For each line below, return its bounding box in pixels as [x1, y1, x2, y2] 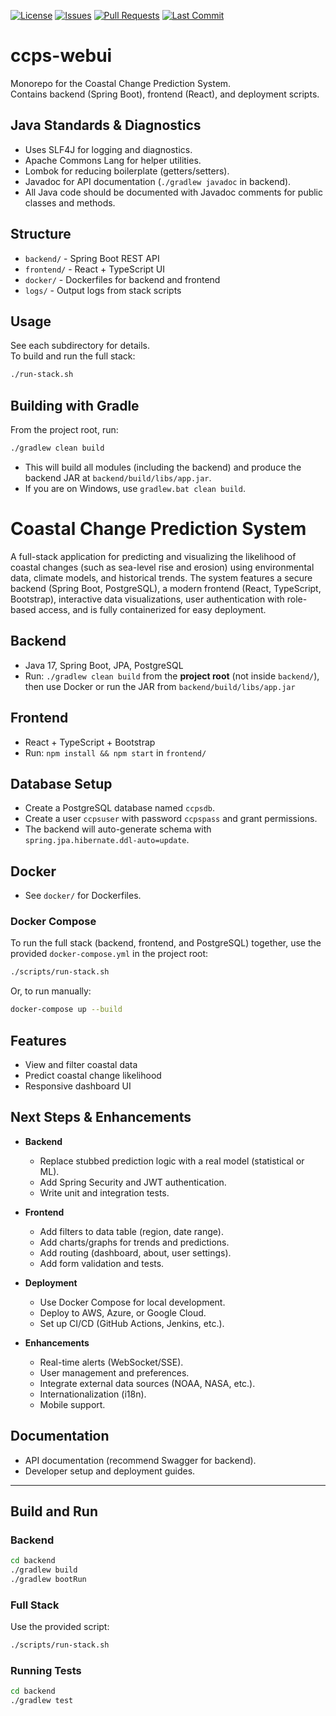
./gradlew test [10, 1696, 74, 1706]
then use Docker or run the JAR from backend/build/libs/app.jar [24, 680, 296, 692]
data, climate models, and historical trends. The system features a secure [10, 571, 313, 584]
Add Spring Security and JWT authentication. [39, 1176, 227, 1188]
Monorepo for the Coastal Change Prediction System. [10, 77, 232, 89]
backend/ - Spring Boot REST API [24, 252, 160, 264]
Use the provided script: [10, 1621, 110, 1633]
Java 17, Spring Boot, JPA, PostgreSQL [24, 659, 184, 671]
